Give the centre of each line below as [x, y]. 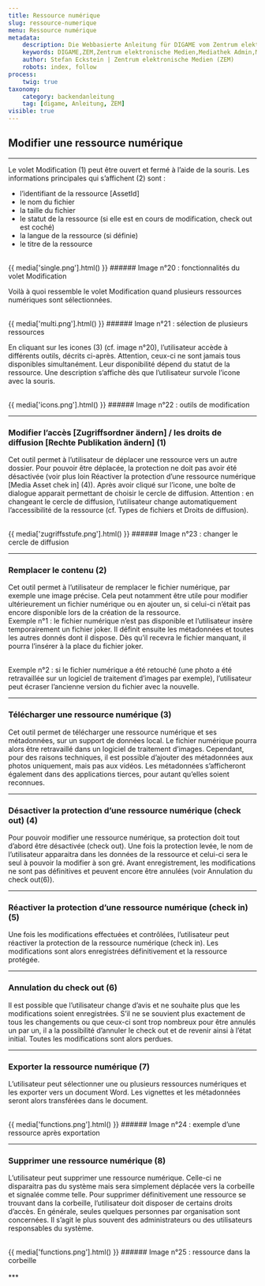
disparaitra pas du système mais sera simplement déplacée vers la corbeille [131, 1186]
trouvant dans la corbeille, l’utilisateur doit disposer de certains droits [120, 1203]
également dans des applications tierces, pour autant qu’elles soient [119, 774]
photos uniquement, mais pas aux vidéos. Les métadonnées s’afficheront [127, 765]
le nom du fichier [47, 202]
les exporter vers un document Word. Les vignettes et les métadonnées [124, 1092]
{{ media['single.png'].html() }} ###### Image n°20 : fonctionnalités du [124, 267]
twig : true [40, 82]
